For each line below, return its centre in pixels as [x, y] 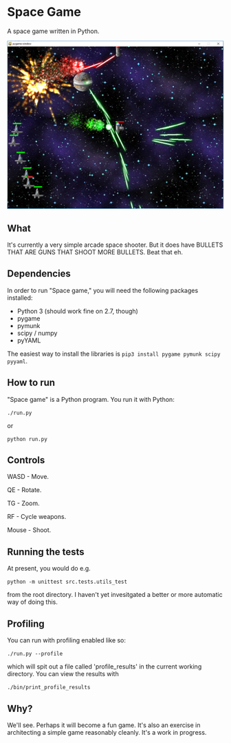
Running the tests [46, 552]
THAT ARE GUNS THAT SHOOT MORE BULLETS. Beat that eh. [95, 252]
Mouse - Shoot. [29, 530]
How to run [31, 383]
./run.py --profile [35, 654]
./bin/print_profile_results [49, 688]
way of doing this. [33, 602]
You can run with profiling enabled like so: [66, 640]
